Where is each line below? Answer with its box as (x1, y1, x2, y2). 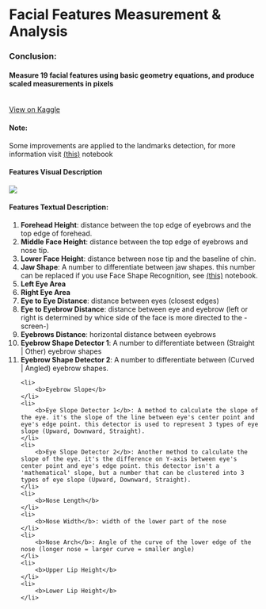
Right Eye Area (20, 287, 70, 297)
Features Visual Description (9, 167, 103, 177)
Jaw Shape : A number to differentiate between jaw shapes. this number (20, 262, 256, 271)
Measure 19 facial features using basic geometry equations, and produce (9, 70, 255, 80)
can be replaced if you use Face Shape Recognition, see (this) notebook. (20, 270, 258, 280)
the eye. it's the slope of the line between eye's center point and (20, 413, 256, 421)
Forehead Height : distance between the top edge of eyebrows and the (20, 220, 252, 229)
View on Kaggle (9, 105, 60, 114)
